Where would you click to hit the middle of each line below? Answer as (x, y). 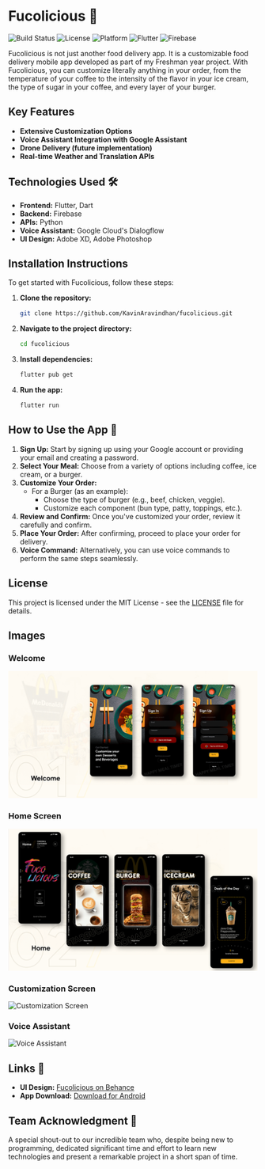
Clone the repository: (55, 298)
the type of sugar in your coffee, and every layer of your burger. (112, 87)
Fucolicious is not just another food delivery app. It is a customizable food (129, 53)
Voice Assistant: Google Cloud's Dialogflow (92, 230)
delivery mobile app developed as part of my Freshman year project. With (128, 62)
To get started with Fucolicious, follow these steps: (91, 283)
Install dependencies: (56, 359)
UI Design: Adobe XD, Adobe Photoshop (86, 239)
